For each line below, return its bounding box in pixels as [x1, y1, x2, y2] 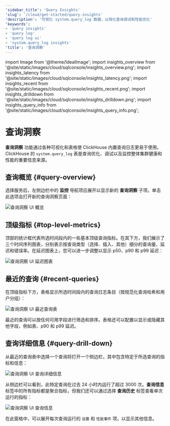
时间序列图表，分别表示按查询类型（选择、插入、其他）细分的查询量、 [14, 241, 160, 248]
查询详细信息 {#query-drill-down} [5, 339, 113, 348]
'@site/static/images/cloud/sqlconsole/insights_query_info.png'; [5, 107, 139, 113]
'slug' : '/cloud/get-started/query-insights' [5, 12, 103, 17]
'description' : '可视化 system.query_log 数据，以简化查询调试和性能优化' [5, 17, 153, 22]
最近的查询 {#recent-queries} [5, 274, 100, 283]
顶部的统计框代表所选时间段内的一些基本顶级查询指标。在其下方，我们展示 [5, 235, 160, 241]
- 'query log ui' [5, 36, 42, 41]
